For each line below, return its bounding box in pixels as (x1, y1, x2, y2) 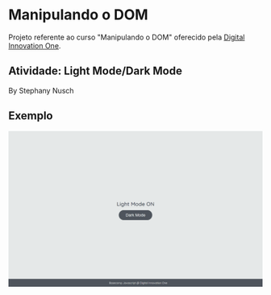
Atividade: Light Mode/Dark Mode (8, 64, 183, 78)
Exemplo (8, 109, 53, 123)
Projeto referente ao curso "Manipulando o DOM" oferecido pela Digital (8, 32, 245, 42)
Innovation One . (8, 40, 61, 50)
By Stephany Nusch (8, 85, 74, 95)
